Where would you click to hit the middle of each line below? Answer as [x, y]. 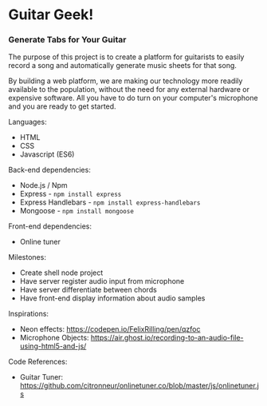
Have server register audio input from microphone [102, 281]
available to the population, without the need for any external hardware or [129, 90]
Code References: [38, 362]
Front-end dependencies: [50, 226]
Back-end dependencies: [50, 170]
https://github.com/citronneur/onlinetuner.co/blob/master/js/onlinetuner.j [139, 386]
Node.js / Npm [43, 185]
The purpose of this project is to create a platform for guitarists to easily [126, 57]
